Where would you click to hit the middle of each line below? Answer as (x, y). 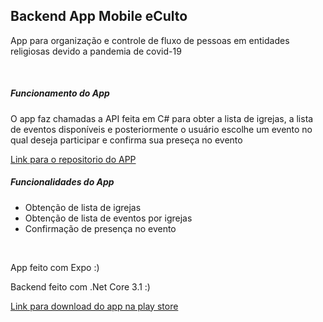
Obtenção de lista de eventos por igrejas (108, 218)
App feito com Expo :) (55, 267)
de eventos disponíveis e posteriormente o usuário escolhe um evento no (161, 129)
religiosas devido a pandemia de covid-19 (96, 51)
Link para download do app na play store (94, 306)
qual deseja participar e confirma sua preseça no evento (126, 140)
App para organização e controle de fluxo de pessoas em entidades (150, 40)
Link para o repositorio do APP (73, 159)
